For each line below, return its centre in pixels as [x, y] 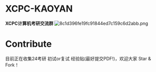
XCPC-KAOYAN [39, 9]
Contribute [29, 44]
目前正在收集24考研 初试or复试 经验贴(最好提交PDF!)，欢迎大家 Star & [78, 58]
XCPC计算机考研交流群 [29, 23]
